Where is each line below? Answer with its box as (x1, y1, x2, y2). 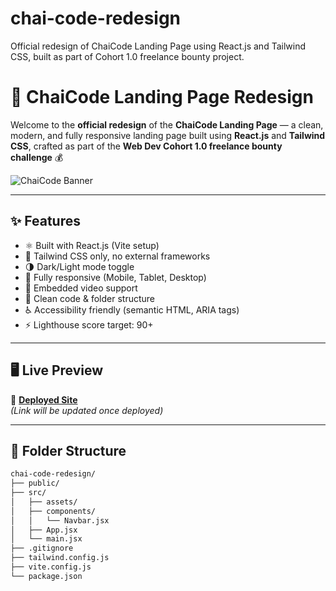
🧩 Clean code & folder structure (24, 292, 156, 304)
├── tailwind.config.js (10, 553, 110, 563)
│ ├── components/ (10, 506, 97, 516)
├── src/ (10, 488, 47, 498)
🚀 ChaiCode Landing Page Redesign (10, 86, 314, 109)
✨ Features (10, 213, 81, 230)
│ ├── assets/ (10, 497, 78, 507)
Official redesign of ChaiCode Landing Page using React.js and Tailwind (10, 40, 306, 52)
